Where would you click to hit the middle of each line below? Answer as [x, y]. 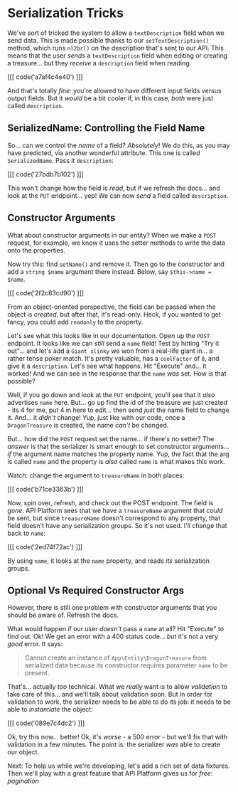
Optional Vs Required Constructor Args [96, 590]
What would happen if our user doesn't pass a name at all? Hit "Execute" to [116, 629]
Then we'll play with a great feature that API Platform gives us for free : [110, 773]
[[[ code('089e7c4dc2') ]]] [46, 723]
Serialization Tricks [66, 13]
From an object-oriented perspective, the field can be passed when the [112, 307]
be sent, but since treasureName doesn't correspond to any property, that [114, 518]
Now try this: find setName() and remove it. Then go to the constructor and [116, 264]
